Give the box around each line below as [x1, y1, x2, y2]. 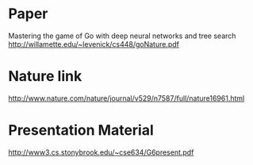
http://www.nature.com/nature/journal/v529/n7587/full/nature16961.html [8, 93, 245, 103]
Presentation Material [8, 121, 155, 140]
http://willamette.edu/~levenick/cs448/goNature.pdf [8, 39, 180, 48]
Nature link [8, 67, 82, 86]
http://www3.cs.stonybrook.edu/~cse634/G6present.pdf [8, 148, 194, 157]
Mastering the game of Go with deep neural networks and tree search [8, 31, 236, 40]
